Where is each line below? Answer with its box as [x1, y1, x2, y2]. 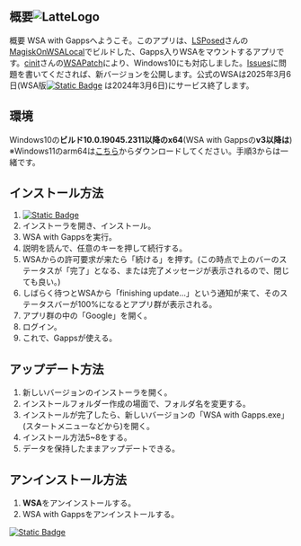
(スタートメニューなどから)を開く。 [22, 421, 155, 432]
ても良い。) [22, 277, 61, 287]
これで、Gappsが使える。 [22, 332, 118, 344]
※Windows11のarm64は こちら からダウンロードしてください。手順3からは [9, 145, 281, 156]
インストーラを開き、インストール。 [22, 220, 156, 232]
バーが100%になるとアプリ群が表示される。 [53, 299, 217, 310]
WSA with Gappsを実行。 [22, 232, 117, 242]
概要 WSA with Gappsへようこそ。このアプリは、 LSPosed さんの [9, 35, 249, 46]
